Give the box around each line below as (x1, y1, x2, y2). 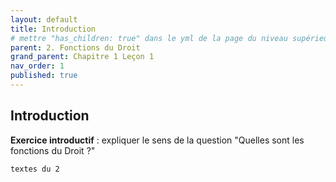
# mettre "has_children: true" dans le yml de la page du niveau (10, 33, 288, 43)
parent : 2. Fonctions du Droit (10, 42, 141, 53)
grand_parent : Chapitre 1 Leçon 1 (10, 52, 155, 62)
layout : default (10, 14, 78, 25)
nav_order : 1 (10, 61, 65, 71)
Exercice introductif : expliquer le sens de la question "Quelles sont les (10, 134, 305, 146)
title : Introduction (10, 24, 97, 34)
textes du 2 (10, 164, 60, 174)
